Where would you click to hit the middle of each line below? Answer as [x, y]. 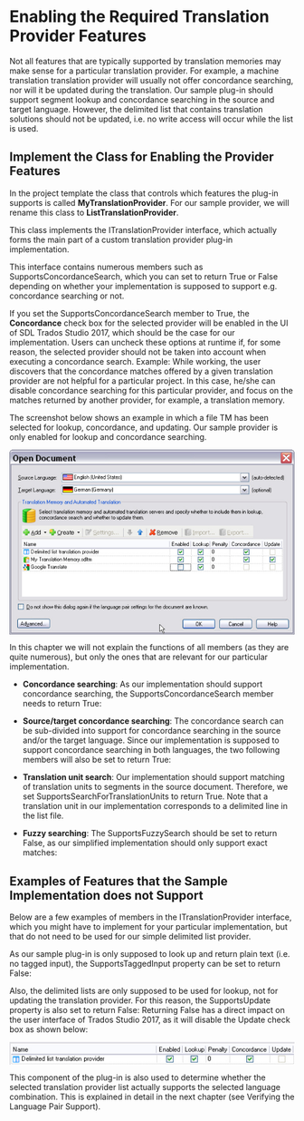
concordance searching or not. [67, 296]
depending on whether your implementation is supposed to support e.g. [143, 286]
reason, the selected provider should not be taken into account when [138, 352]
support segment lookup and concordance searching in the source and [142, 99]
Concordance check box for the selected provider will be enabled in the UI [149, 323]
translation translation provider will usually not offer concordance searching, [152, 80]
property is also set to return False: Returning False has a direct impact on [147, 1010]
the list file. [43, 816]
